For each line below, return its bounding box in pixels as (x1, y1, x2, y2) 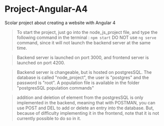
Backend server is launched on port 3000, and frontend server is (16, 54, 149, 60)
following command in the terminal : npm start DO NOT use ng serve (16, 34, 157, 40)
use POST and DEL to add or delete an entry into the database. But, (16, 105, 154, 111)
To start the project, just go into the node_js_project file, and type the (16, 29, 158, 35)
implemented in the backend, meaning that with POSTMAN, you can (16, 99, 156, 105)
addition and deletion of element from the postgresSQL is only (16, 94, 144, 100)
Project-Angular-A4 (4, 3, 88, 15)
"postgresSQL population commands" (16, 85, 94, 91)
